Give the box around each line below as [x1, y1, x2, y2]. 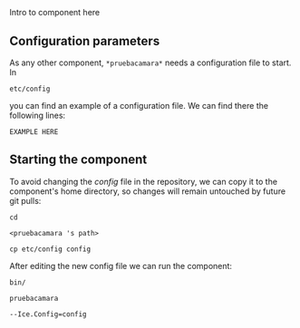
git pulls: [9, 195, 42, 206]
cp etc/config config [9, 245, 92, 254]
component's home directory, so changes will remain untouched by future [9, 186, 286, 197]
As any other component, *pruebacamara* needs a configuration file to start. [9, 57, 292, 68]
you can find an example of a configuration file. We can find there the [9, 101, 269, 111]
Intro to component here [9, 7, 101, 18]
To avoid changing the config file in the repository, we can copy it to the [9, 176, 278, 187]
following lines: [9, 110, 66, 121]
